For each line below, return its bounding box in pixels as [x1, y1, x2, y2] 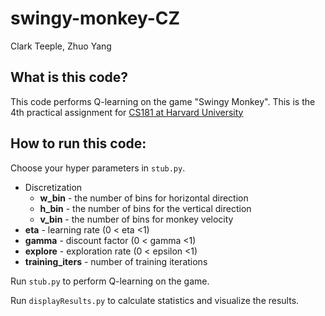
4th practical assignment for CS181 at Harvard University [10, 106, 244, 118]
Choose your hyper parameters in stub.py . [10, 162, 186, 174]
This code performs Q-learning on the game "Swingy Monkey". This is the [10, 95, 316, 107]
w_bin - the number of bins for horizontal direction [39, 192, 249, 204]
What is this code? [10, 69, 129, 86]
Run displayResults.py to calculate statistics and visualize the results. [10, 294, 300, 306]
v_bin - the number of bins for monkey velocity [39, 213, 234, 225]
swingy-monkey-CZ [10, 7, 181, 30]
